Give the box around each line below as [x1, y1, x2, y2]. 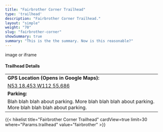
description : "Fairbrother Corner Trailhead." [5, 16, 101, 21]
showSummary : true [5, 34, 42, 39]
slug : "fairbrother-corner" [5, 29, 62, 34]
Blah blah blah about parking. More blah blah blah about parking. [7, 98, 155, 105]
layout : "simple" [5, 20, 40, 26]
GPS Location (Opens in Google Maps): [7, 74, 99, 81]
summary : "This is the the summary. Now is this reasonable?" [5, 39, 133, 44]
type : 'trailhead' [5, 12, 42, 16]
